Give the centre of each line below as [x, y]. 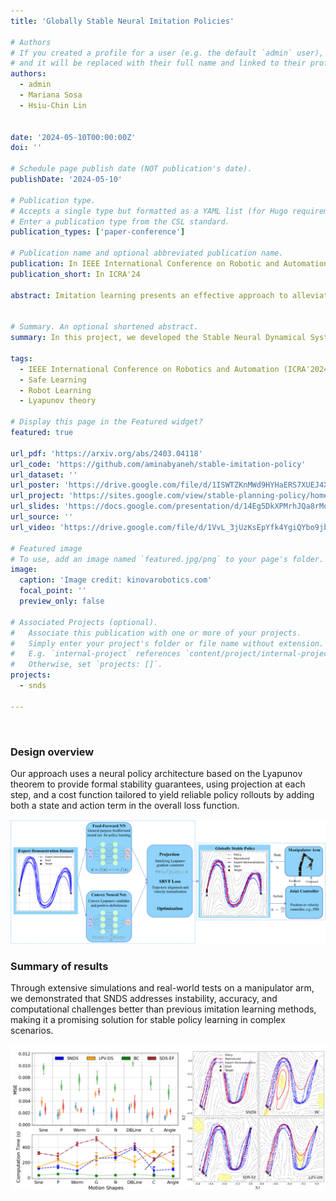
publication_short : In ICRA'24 [75, 274]
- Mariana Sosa [51, 95]
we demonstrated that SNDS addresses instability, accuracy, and [144, 999]
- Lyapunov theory [58, 401]
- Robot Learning [55, 390]
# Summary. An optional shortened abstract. [104, 327]
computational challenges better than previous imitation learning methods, [163, 1009]
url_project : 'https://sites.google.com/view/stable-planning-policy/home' [171, 496]
